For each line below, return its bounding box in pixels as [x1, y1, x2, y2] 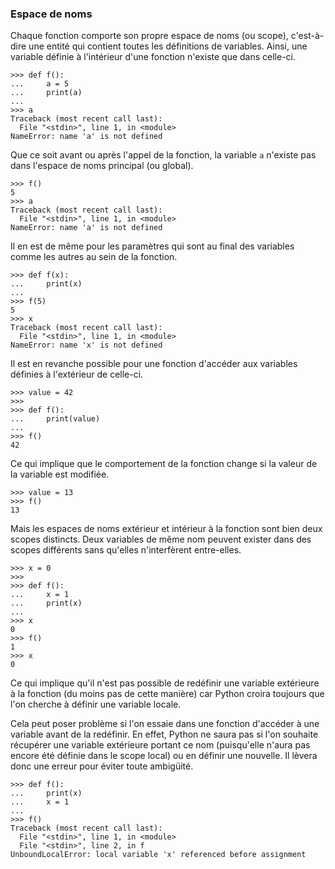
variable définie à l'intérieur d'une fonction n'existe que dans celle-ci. [10, 51, 297, 63]
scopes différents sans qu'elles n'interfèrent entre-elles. [10, 544, 242, 556]
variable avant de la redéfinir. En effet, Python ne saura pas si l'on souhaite [10, 728, 319, 741]
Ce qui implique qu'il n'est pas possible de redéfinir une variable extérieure [10, 677, 320, 689]
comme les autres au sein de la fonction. [10, 251, 178, 263]
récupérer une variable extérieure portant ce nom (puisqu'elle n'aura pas [10, 739, 311, 751]
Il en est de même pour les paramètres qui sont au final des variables [10, 240, 295, 252]
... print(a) [10, 88, 83, 98]
